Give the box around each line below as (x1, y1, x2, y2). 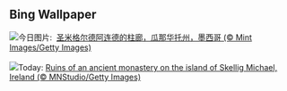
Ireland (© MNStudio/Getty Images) (9, 71, 142, 82)
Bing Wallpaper (9, 7, 97, 22)
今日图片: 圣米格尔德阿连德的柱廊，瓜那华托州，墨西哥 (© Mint (18, 31, 253, 43)
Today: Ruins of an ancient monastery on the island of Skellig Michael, (18, 62, 278, 72)
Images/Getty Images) (9, 42, 92, 53)
